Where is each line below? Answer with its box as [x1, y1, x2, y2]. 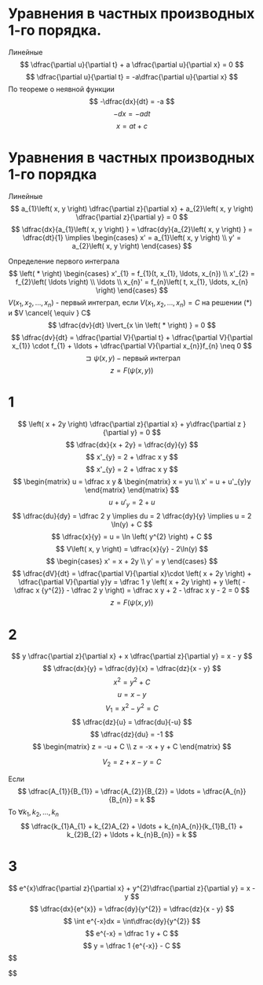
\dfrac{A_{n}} [203, 787, 247, 796]
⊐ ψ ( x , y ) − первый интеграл [85, 353, 181, 363]
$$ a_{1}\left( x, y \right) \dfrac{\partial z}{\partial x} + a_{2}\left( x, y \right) [10, 204, 254, 213]
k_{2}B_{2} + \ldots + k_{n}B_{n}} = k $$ [66, 830, 198, 839]
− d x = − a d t [113, 109, 151, 118]
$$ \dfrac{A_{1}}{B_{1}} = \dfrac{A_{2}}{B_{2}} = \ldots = [17, 787, 202, 796]
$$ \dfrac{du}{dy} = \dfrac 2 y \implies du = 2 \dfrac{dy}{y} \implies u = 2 [12, 511, 252, 521]
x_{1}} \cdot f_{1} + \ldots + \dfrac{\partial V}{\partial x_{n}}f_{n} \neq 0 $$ [11, 341, 253, 350]
